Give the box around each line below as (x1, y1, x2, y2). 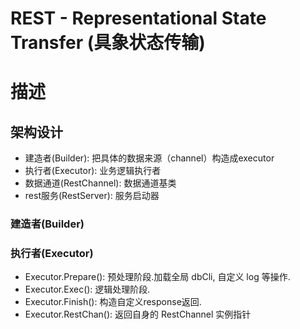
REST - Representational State (10, 7, 267, 30)
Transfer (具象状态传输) (10, 32, 206, 54)
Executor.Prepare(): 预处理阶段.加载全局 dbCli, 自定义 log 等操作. (24, 271, 291, 283)
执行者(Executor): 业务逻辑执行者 (24, 165, 162, 177)
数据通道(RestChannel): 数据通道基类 (24, 177, 177, 189)
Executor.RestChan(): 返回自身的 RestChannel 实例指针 (24, 308, 252, 321)
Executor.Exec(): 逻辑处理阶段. (24, 283, 151, 296)
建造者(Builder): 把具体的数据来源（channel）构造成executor (24, 152, 275, 164)
